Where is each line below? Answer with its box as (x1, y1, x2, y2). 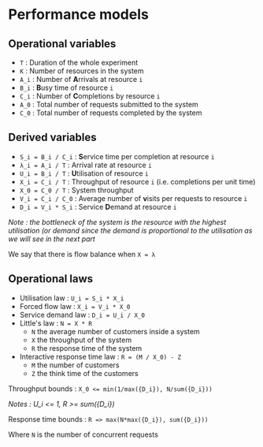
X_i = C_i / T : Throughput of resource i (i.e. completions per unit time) (19, 177, 256, 186)
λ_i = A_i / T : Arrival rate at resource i (19, 160, 152, 169)
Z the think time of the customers (31, 368, 139, 378)
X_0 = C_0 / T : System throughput (19, 185, 134, 195)
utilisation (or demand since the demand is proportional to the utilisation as (8, 225, 253, 235)
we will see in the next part (8, 234, 96, 244)
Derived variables (8, 131, 97, 144)
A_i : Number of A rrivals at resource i (19, 75, 143, 84)
